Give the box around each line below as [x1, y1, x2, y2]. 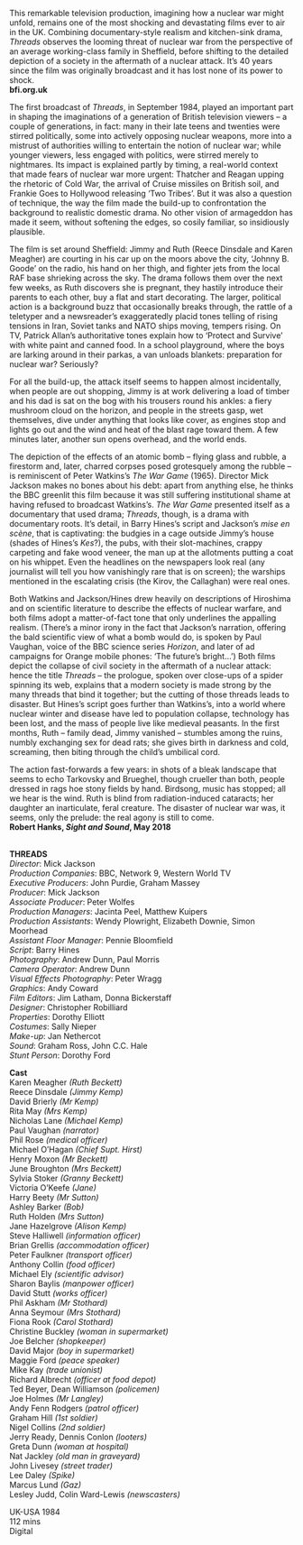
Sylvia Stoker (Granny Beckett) [9, 1173, 124, 1183]
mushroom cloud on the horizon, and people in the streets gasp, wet [9, 405, 263, 416]
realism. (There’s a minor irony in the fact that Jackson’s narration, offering [9, 622, 287, 632]
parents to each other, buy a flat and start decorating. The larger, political [9, 292, 281, 302]
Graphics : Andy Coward [9, 983, 99, 993]
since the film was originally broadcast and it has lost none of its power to [9, 65, 283, 76]
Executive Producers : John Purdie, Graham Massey [9, 878, 200, 887]
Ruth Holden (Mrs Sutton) [9, 1211, 105, 1221]
